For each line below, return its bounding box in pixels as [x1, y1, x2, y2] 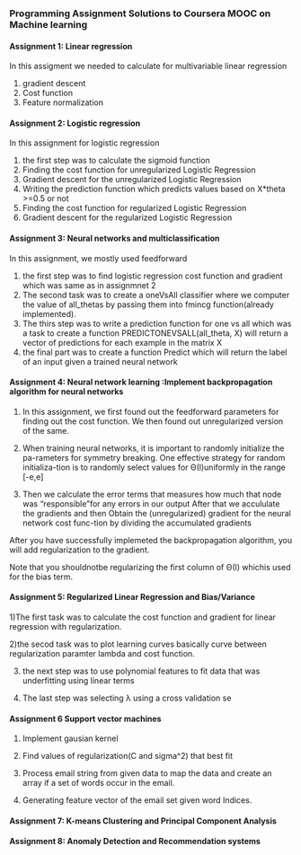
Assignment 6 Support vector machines [9, 713, 162, 724]
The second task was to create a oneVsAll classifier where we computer [22, 289, 290, 300]
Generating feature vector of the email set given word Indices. [22, 795, 252, 806]
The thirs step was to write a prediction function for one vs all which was [22, 318, 292, 329]
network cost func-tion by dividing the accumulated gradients [22, 517, 252, 528]
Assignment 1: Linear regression [9, 40, 133, 51]
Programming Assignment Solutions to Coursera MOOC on [9, 7, 271, 20]
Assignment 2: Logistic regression [9, 118, 141, 128]
